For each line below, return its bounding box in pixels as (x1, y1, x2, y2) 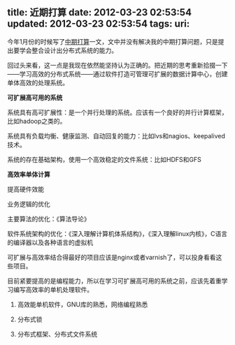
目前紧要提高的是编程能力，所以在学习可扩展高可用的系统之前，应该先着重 (7, 277, 222, 285)
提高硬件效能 (7, 184, 44, 193)
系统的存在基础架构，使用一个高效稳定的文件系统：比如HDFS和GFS (7, 155, 201, 163)
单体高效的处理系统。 (7, 78, 69, 87)
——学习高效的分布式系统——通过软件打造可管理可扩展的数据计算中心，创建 (7, 69, 228, 78)
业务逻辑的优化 (7, 200, 50, 208)
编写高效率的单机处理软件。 (13, 285, 93, 293)
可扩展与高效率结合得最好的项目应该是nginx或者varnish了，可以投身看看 (7, 253, 216, 261)
